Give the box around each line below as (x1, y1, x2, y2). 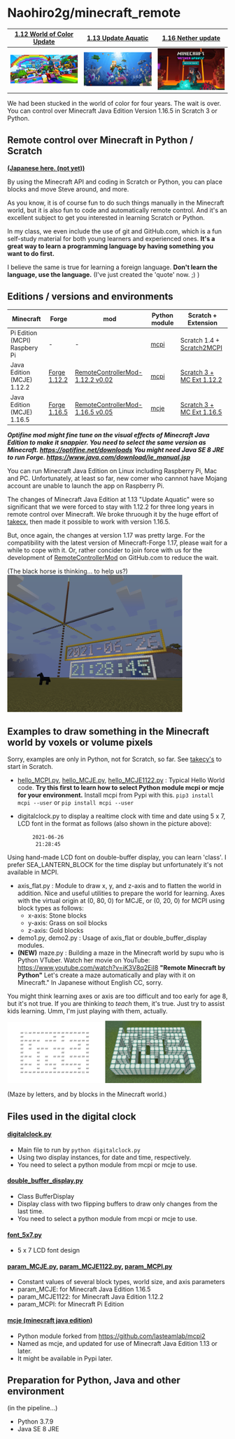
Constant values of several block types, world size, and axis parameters (17, 1278, 225, 1286)
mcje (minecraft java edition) (7, 1316, 93, 1324)
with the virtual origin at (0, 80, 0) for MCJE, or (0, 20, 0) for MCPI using (17, 896, 225, 905)
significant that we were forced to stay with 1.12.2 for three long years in (7, 503, 215, 511)
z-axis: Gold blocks (27, 927, 84, 935)
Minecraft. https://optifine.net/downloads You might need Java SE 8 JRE (7, 446, 225, 454)
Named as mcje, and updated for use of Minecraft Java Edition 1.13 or (17, 1339, 218, 1347)
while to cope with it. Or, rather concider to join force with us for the (7, 546, 203, 554)
